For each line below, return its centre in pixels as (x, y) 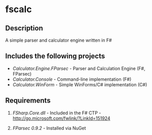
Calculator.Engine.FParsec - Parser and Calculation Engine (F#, (79, 68)
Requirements (28, 101)
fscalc (18, 9)
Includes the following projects (55, 56)
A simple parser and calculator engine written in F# (59, 40)
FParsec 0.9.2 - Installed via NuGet (49, 128)
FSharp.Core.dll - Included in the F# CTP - (57, 113)
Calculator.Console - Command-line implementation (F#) (72, 79)
